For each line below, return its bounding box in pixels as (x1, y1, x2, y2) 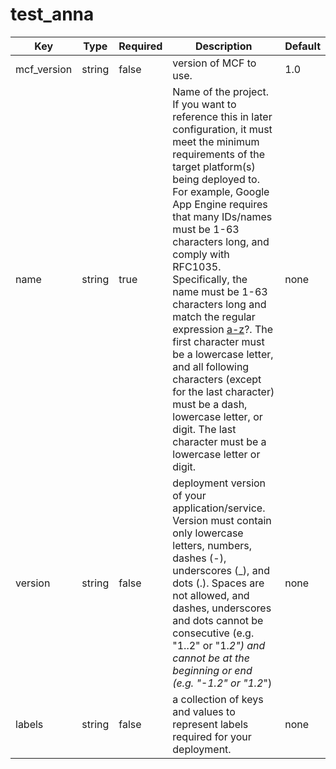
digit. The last (172, 422, 237, 436)
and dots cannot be (172, 613, 264, 627)
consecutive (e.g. (172, 626, 255, 640)
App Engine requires (172, 197, 268, 211)
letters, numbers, (172, 538, 252, 552)
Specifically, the (172, 272, 248, 286)
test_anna (10, 3, 95, 26)
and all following (172, 359, 250, 373)
